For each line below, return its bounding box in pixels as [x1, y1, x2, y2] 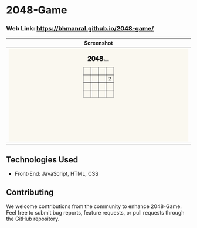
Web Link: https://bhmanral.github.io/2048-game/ [6, 25, 154, 33]
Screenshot [84, 39, 113, 46]
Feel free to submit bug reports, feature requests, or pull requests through [6, 209, 185, 216]
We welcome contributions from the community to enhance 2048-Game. [6, 203, 182, 210]
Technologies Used [6, 155, 78, 165]
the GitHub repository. [6, 215, 60, 222]
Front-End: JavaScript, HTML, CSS [14, 171, 98, 178]
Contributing [6, 187, 54, 197]
